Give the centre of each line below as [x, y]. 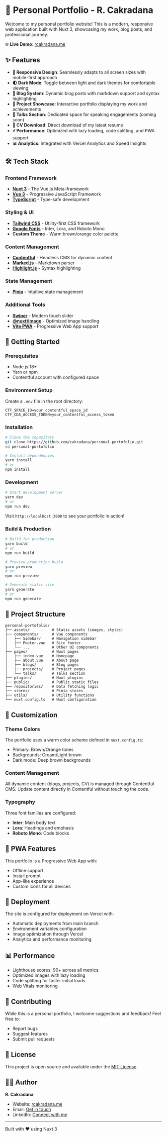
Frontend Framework [31, 178]
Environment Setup [29, 390]
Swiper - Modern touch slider [43, 315]
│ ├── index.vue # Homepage [40, 656]
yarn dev [14, 497]
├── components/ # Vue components [46, 634]
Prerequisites [22, 356]
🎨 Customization [31, 715]
